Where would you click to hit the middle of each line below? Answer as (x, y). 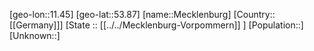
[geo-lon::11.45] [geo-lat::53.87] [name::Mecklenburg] (120, 14)
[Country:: (254, 14)
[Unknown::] (35, 35)
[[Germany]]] (36, 25)
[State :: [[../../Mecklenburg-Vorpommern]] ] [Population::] (184, 25)
